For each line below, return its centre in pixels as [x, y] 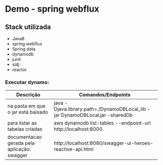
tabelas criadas [25, 129]
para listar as [22, 123]
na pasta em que [26, 106]
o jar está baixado [28, 112]
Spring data [24, 49]
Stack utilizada [28, 27]
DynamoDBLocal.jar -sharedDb [97, 115]
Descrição [28, 95]
